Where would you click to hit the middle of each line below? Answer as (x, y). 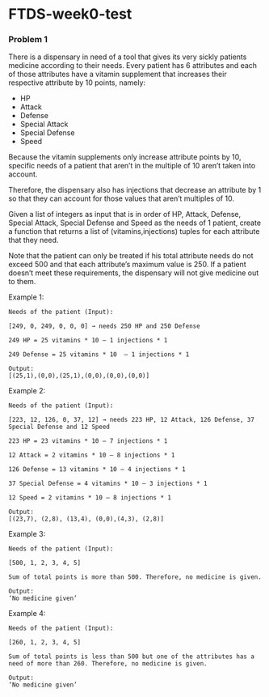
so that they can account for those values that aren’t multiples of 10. (121, 198)
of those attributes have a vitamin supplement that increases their (118, 74)
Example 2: (27, 391)
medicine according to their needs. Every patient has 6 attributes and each (132, 66)
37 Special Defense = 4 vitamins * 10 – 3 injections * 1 (108, 484)
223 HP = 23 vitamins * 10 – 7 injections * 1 (88, 441)
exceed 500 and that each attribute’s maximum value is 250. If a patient (127, 265)
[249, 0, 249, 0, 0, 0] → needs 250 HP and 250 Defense (104, 326)
